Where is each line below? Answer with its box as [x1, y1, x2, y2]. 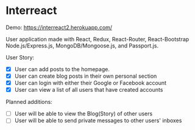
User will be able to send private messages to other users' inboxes [14, 117, 182, 125]
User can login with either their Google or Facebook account [14, 80, 167, 87]
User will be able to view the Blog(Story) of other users [14, 110, 153, 117]
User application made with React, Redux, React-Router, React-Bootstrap [5, 35, 190, 43]
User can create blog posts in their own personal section [14, 72, 157, 80]
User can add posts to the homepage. [14, 65, 110, 73]
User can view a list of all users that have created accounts [14, 86, 163, 94]
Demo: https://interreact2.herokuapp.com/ [5, 24, 113, 31]
